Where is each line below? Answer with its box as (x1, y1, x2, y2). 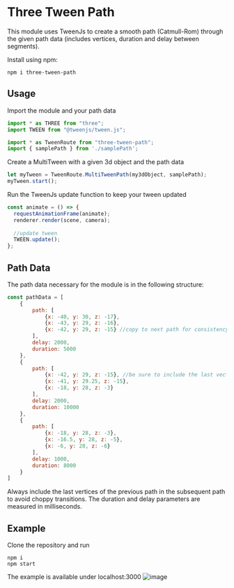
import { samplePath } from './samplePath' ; (7, 145, 139, 152)
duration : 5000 (32, 345, 77, 352)
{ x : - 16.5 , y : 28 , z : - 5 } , (44, 436, 123, 443)
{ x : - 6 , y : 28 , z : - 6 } (44, 443, 111, 450)
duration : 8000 (32, 462, 77, 469)
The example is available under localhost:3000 (7, 573, 141, 581)
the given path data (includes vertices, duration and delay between (7, 34, 200, 42)
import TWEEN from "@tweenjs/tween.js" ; (7, 126, 127, 133)
